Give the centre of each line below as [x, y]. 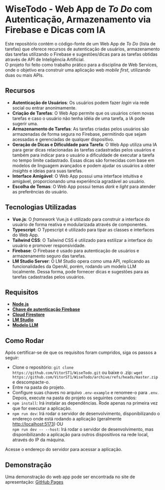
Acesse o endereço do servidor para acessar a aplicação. [64, 450]
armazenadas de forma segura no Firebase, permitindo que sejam [79, 134]
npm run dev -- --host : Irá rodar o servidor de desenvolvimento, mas [83, 429]
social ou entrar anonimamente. [44, 108]
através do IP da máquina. [39, 440]
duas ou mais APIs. [25, 75]
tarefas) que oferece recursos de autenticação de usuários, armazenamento [82, 49]
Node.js [20, 304]
